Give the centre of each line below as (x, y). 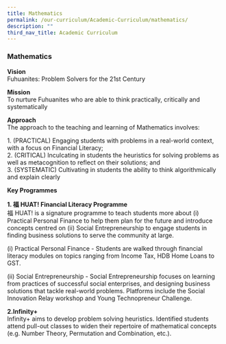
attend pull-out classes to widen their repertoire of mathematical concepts (112, 325)
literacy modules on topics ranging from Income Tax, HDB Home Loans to (111, 256)
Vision (16, 71)
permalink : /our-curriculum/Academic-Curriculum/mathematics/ (98, 20)
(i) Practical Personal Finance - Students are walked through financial (105, 248)
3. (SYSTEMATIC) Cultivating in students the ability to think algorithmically (112, 169)
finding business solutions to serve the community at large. (91, 235)
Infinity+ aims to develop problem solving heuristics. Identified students (108, 319)
